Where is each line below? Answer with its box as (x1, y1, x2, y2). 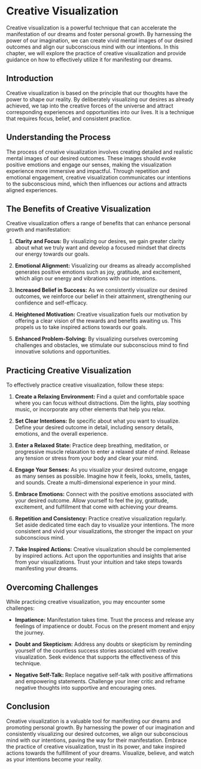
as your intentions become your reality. (6, 755, 103, 763)
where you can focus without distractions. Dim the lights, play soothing (14, 399, 190, 406)
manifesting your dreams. (14, 565, 78, 572)
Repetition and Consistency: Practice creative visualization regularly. (14, 515, 187, 522)
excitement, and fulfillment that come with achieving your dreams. (14, 503, 178, 511)
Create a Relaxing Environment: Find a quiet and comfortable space (14, 393, 184, 400)
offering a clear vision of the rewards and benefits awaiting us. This (14, 317, 181, 325)
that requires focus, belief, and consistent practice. (6, 115, 132, 122)
